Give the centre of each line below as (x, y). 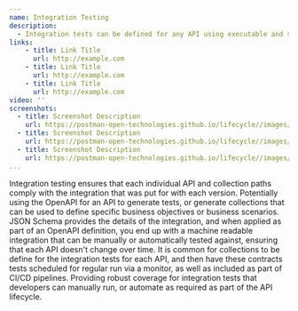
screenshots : (33, 108)
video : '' (27, 100)
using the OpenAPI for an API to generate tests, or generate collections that (147, 202)
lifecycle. (26, 296)
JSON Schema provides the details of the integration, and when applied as (145, 221)
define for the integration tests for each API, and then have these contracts (146, 259)
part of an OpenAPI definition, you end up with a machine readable (131, 230)
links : (21, 42)
